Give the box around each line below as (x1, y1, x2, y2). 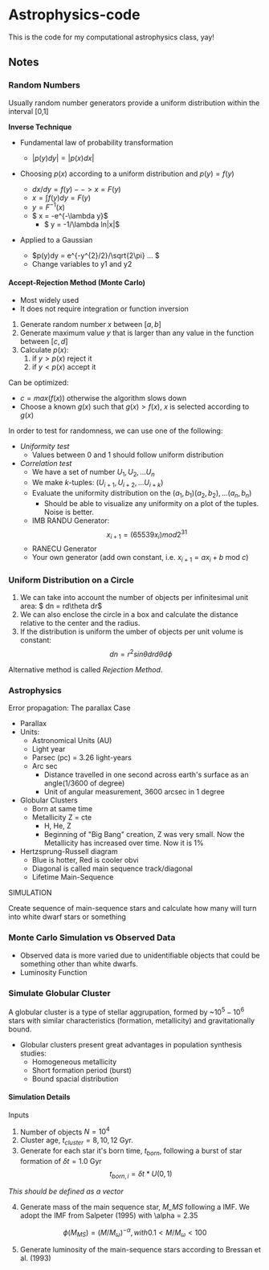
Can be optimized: (8, 378, 69, 387)
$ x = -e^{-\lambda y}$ (31, 211, 108, 221)
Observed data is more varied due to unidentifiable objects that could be (19, 950, 260, 960)
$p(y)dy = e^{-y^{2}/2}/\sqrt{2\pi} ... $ (31, 251, 161, 260)
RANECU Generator (31, 544, 98, 553)
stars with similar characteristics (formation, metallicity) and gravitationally (8, 1015, 255, 1025)
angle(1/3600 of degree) (43, 778, 125, 788)
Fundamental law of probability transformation (19, 137, 174, 147)
